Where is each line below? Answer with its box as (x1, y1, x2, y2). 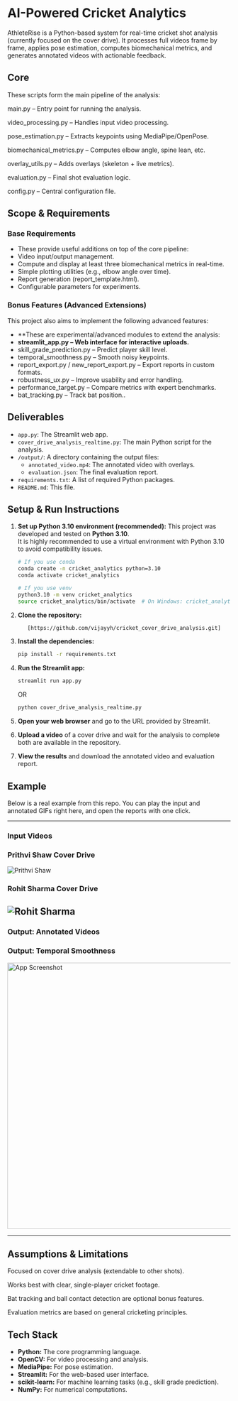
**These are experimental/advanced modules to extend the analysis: (17, 330, 220, 339)
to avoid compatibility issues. (17, 545, 103, 553)
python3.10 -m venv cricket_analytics (17, 591, 132, 598)
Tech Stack (7, 1329, 58, 1341)
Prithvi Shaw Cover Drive (7, 850, 96, 860)
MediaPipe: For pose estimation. (17, 1363, 113, 1371)
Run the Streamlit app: (17, 664, 85, 672)
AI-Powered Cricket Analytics (7, 5, 186, 21)
